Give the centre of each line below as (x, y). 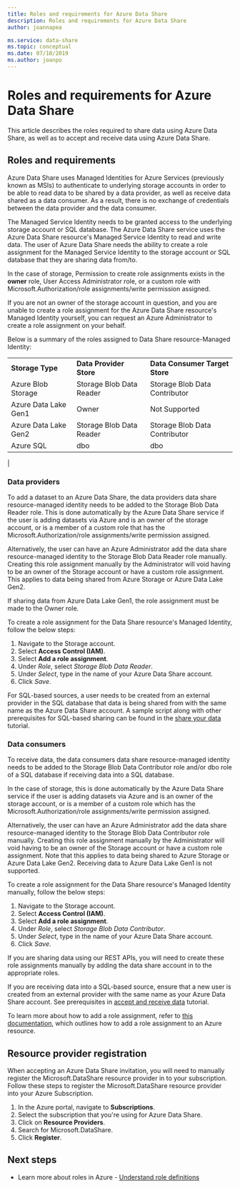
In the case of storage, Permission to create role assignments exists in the (116, 273)
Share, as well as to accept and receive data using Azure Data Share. (109, 138)
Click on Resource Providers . (61, 1122)
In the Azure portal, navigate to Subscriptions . (86, 1107)
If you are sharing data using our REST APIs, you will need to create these (116, 958)
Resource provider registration (77, 1053)
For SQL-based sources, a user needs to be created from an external (109, 695)
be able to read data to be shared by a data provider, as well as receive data (119, 193)
